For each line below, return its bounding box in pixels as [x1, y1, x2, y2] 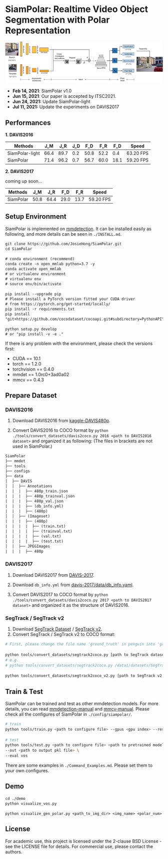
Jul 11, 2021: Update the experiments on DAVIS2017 [12, 104, 119, 110]
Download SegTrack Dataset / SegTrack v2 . [12, 626, 102, 632]
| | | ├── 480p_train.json [5, 489, 68, 494]
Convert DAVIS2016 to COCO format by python [12, 427, 108, 433]
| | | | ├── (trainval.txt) [5, 529, 72, 534]
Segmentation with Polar [5, 14, 110, 26]
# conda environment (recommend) [5, 256, 75, 261]
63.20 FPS [126, 150, 149, 156]
